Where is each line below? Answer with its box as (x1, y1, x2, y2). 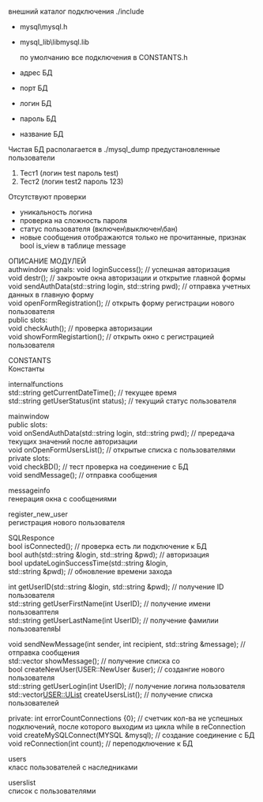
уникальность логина (19, 207, 92, 217)
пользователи (8, 153, 55, 162)
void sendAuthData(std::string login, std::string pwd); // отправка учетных (8, 282, 251, 291)
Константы (8, 364, 45, 373)
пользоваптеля (8, 607, 59, 616)
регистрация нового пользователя (8, 518, 125, 527)
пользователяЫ (8, 624, 62, 634)
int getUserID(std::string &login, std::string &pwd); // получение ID (8, 582, 224, 592)
